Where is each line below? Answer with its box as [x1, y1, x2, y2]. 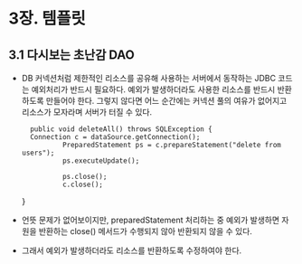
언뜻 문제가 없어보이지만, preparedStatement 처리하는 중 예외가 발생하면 [21, 214, 280, 225]
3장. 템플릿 [8, 8, 87, 29]
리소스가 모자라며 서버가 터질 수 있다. [21, 107, 153, 118]
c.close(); [61, 180, 103, 189]
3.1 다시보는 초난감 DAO [8, 47, 135, 62]
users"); [21, 148, 55, 157]
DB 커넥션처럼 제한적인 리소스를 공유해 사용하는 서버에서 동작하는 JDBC [21, 73, 277, 83]
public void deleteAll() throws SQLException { [30, 125, 213, 134]
